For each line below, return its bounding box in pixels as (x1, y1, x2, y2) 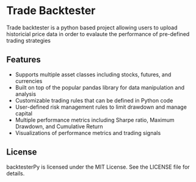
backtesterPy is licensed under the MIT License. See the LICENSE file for (6, 163, 191, 170)
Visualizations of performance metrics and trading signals (15, 129, 161, 136)
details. (6, 169, 25, 177)
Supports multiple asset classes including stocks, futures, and (15, 71, 172, 78)
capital (15, 109, 32, 117)
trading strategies (6, 37, 51, 44)
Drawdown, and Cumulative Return (15, 123, 103, 130)
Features (6, 54, 41, 65)
